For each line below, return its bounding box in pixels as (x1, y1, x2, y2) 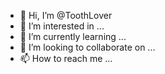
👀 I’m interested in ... (19, 20, 105, 32)
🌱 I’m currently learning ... (19, 31, 127, 42)
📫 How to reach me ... (19, 53, 113, 64)
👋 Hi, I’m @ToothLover (19, 10, 113, 21)
